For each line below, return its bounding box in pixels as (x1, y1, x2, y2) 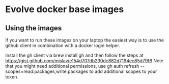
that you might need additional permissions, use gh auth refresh (5, 63, 139, 69)
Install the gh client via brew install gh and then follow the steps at (5, 52, 144, 58)
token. (5, 74, 19, 79)
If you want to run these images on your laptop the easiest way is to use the (5, 37, 164, 43)
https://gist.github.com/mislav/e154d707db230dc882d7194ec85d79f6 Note (5, 58, 164, 64)
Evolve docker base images (5, 4, 124, 15)
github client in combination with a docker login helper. (5, 43, 121, 49)
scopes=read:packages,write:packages (5, 68, 89, 74)
